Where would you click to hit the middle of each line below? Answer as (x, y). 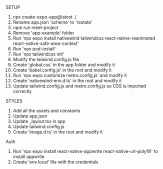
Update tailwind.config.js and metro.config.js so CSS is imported (79, 86)
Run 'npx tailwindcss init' (38, 54)
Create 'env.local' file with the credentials (56, 162)
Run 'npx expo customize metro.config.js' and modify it (70, 75)
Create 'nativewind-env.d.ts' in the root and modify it (67, 80)
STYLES (14, 101)
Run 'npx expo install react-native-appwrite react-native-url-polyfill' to (85, 151)
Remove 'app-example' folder (43, 33)
